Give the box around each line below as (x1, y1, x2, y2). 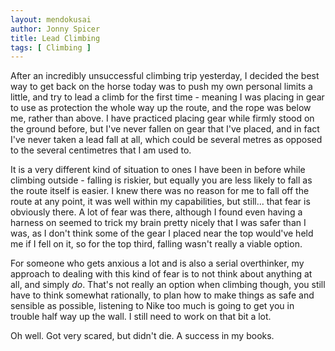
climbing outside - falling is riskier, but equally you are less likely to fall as (10, 174, 313, 186)
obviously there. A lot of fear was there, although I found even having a (10, 206, 303, 218)
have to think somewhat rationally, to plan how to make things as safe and (10, 289, 315, 301)
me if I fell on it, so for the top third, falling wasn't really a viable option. (10, 238, 303, 250)
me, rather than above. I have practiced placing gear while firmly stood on (10, 112, 315, 125)
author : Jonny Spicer (10, 24, 101, 34)
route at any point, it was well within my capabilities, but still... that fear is (10, 196, 311, 208)
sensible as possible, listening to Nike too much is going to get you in (10, 300, 295, 312)
